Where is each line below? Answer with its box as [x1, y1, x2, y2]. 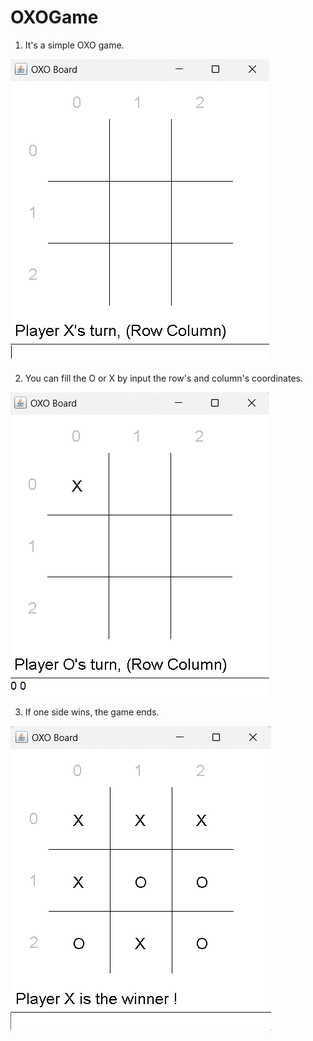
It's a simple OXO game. [24, 39, 125, 51]
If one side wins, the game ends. [24, 706, 160, 718]
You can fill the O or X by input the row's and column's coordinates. [24, 372, 303, 384]
